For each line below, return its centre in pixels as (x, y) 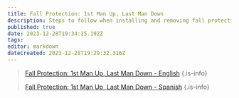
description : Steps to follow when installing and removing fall (106, 20)
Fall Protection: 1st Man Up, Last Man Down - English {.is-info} (116, 73)
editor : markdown (33, 47)
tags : (15, 40)
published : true (31, 27)
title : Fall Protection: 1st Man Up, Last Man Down (85, 14)
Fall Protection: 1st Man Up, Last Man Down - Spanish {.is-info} (117, 87)
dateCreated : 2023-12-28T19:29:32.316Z (67, 54)
